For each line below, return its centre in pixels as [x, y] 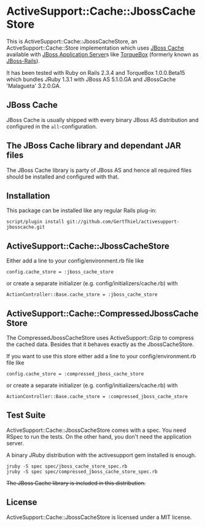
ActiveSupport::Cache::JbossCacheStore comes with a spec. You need [96, 430]
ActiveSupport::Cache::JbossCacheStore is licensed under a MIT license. [99, 517]
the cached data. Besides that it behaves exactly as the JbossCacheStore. [100, 344]
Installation [28, 195]
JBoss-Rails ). [23, 61]
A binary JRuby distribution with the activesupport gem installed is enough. [101, 455]
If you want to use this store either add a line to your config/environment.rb [101, 356]
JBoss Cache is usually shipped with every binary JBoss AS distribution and [102, 120]
